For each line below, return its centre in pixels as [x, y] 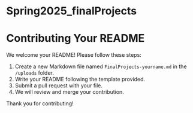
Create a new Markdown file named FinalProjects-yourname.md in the [101, 66]
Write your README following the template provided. [80, 80]
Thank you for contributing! [40, 103]
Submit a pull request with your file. [59, 85]
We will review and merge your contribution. [69, 92]
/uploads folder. [34, 73]
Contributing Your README [76, 39]
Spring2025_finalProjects [71, 11]
